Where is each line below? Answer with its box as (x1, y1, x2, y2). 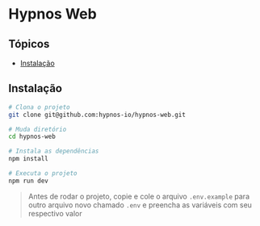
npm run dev (8, 177, 48, 185)
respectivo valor (27, 208, 82, 218)
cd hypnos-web (8, 132, 57, 141)
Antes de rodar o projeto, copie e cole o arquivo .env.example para (27, 191, 250, 201)
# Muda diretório (8, 125, 67, 133)
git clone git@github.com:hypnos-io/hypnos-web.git (8, 111, 186, 119)
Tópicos (8, 37, 50, 51)
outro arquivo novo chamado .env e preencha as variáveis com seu (27, 199, 253, 210)
